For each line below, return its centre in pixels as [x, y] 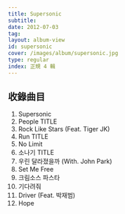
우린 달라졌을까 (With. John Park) [65, 161]
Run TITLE [33, 137]
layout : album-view [37, 40]
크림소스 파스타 [39, 178]
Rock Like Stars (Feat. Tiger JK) [64, 129]
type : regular [29, 60]
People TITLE [38, 121]
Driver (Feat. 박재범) [47, 196]
